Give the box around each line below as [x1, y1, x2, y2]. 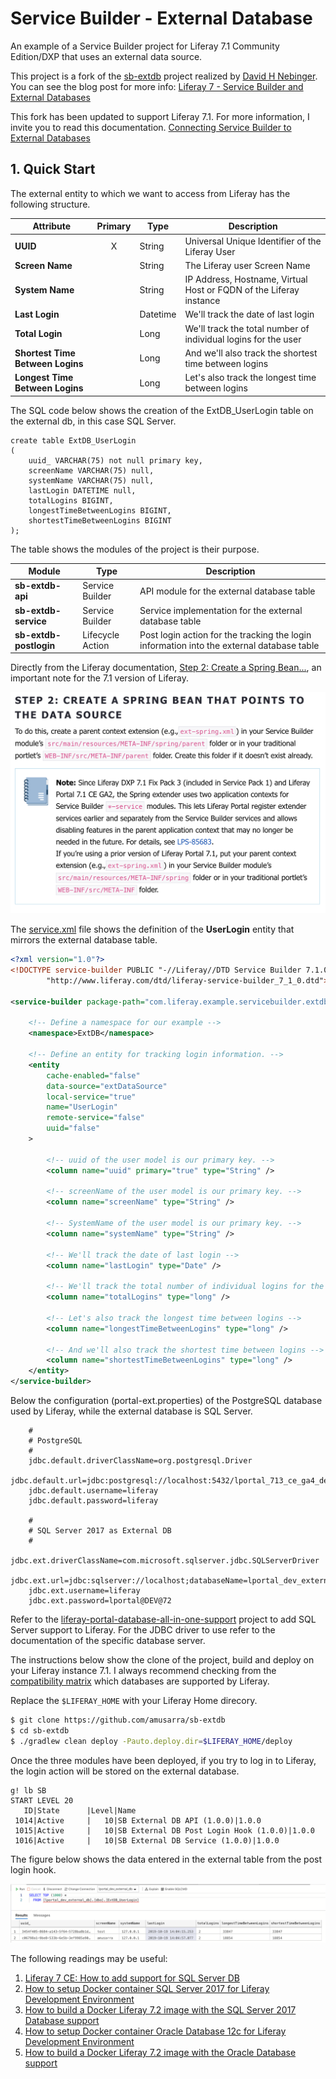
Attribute [32, 220, 72, 232]
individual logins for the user [184, 333, 302, 345]
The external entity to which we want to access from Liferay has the [10, 187, 291, 199]
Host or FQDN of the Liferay [184, 284, 300, 296]
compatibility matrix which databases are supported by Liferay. [10, 1675, 270, 1687]
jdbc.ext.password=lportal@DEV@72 [28, 1596, 172, 1606]
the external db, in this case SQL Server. [10, 415, 177, 427]
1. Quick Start [10, 161, 96, 178]
